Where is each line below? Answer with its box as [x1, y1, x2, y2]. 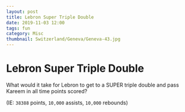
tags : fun [6, 25, 31, 31]
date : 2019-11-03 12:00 [6, 20, 65, 25]
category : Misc [6, 31, 44, 37]
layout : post [6, 8, 39, 15]
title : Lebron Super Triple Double [6, 14, 94, 20]
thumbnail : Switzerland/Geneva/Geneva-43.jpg [6, 36, 120, 42]
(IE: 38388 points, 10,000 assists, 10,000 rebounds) [6, 99, 129, 106]
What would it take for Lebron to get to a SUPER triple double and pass [6, 81, 179, 88]
